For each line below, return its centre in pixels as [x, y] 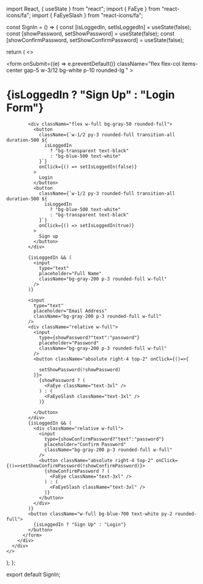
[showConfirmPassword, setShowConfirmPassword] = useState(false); [95, 40]
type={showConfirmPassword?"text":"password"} [105, 439]
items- [190, 64]
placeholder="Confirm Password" [85, 444]
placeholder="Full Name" [70, 273]
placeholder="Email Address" [70, 311]
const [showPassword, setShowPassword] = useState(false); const [91, 34]
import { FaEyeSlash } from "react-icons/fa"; [88, 15]
